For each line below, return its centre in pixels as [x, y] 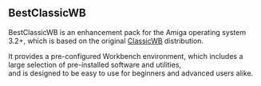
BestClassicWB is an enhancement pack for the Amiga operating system [127, 32]
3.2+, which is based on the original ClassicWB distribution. [106, 41]
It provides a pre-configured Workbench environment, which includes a [126, 56]
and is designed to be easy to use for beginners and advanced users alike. [131, 73]
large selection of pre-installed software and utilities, [95, 64]
